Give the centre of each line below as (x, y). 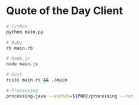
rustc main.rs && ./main (37, 80)
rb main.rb (20, 48)
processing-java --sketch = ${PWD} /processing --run (70, 96)
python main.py (25, 32)
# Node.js (18, 59)
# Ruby (14, 42)
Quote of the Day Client (64, 11)
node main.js (22, 64)
